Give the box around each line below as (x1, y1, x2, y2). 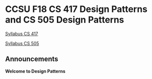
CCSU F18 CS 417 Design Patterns (5, 3, 148, 15)
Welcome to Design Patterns (5, 68, 66, 74)
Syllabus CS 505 (5, 40, 39, 46)
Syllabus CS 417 (5, 30, 38, 36)
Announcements (5, 55, 58, 63)
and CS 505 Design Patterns (5, 14, 125, 25)
